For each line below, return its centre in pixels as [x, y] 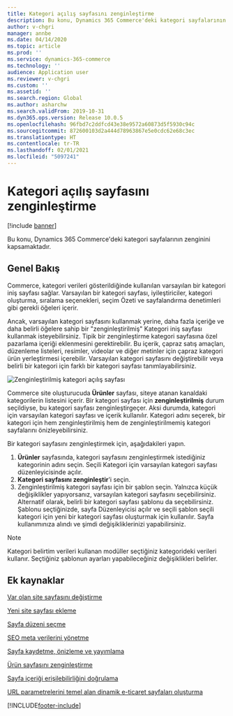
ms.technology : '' [34, 66]
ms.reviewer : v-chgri [39, 79]
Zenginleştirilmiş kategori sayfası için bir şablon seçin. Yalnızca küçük [117, 487]
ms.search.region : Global [45, 99]
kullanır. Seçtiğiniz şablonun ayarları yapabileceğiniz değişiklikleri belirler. [113, 558]
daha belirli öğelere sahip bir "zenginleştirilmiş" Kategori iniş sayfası [105, 329]
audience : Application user [48, 72]
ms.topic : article [34, 46]
